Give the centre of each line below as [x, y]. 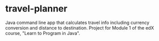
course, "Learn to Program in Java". [43, 33]
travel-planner [36, 9]
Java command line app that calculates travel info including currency [77, 22]
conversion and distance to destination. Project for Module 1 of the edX [80, 27]
